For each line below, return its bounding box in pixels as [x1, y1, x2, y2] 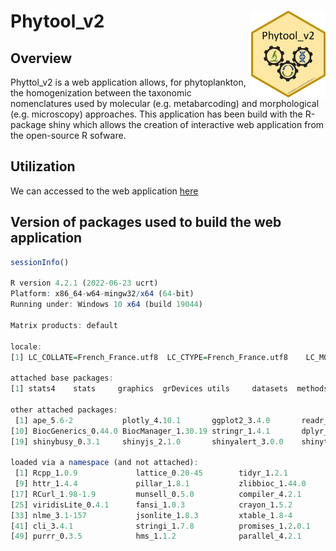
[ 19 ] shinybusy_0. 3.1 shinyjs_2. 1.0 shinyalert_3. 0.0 [10, 436, 284, 447]
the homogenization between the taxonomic [10, 87, 192, 99]
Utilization [10, 158, 76, 175]
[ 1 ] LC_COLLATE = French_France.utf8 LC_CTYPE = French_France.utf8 [10, 352, 288, 362]
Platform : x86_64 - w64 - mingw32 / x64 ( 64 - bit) [10, 289, 195, 299]
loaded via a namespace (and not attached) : [10, 458, 199, 468]
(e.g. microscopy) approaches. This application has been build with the [10, 108, 303, 120]
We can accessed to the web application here [10, 185, 199, 197]
